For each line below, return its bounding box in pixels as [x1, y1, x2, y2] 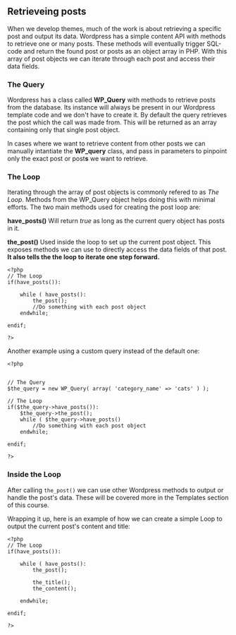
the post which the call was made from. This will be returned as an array [7, 118, 217, 126]
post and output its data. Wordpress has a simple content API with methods [7, 32, 226, 40]
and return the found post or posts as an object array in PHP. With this [23, 47, 228, 55]
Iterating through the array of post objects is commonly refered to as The [7, 188, 220, 196]
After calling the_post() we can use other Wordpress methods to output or [7, 485, 224, 494]
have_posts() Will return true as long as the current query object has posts [7, 217, 225, 225]
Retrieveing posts [7, 6, 87, 18]
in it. [7, 224, 20, 232]
